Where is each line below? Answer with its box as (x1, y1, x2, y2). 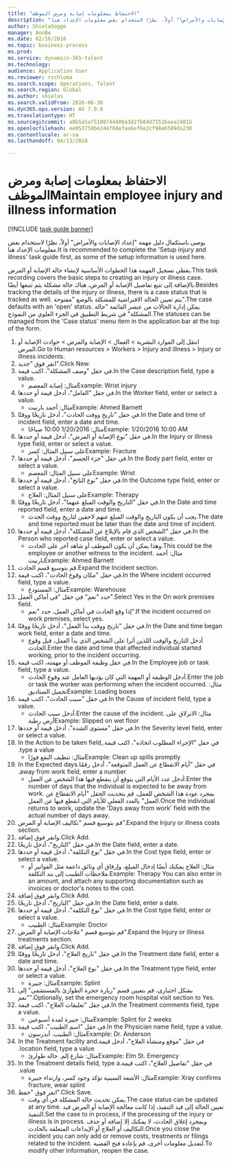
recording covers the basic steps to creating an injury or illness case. (8, 274, 203, 282)
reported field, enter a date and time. (17, 505, 122, 514)
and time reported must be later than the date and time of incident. (27, 520, 217, 528)
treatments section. (17, 935, 73, 944)
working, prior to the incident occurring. (27, 651, 141, 659)
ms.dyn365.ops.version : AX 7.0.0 (8, 106, 104, 112)
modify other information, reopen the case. (27, 1147, 149, 1155)
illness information (8, 202, 117, 218)
